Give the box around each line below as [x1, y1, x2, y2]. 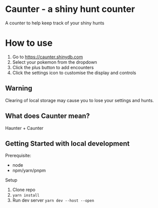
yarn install [12, 193, 40, 198]
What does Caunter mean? [5, 112, 90, 120]
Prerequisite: [5, 153, 31, 159]
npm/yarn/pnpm [12, 168, 46, 174]
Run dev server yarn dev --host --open [12, 198, 95, 204]
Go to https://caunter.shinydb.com [12, 54, 83, 60]
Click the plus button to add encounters [12, 64, 94, 70]
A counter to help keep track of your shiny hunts [5, 20, 105, 26]
